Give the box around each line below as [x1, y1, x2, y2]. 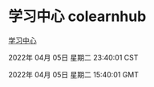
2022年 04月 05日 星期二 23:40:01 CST [8, 52, 139, 62]
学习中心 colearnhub [8, 7, 147, 26]
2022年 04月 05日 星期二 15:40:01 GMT [8, 69, 139, 79]
